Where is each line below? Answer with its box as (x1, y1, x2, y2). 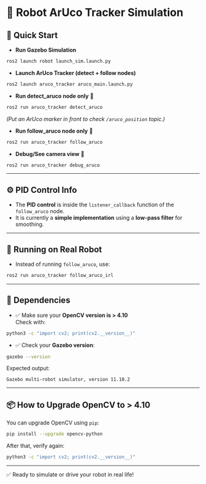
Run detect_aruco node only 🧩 (15, 92, 94, 100)
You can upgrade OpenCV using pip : (6, 419, 99, 426)
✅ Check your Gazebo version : (15, 341, 95, 349)
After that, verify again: (6, 442, 64, 450)
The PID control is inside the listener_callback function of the (15, 201, 175, 208)
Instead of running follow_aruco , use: (15, 260, 110, 268)
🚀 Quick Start (6, 30, 58, 41)
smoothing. (15, 221, 44, 228)
